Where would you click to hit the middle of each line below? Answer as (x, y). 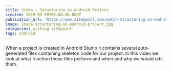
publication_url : (24, 19)
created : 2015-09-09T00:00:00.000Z (43, 15)
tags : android (20, 33)
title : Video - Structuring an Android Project (57, 10)
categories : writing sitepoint (39, 29)
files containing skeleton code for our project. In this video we (93, 53)
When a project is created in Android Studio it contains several (71, 48)
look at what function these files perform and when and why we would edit (84, 59)
